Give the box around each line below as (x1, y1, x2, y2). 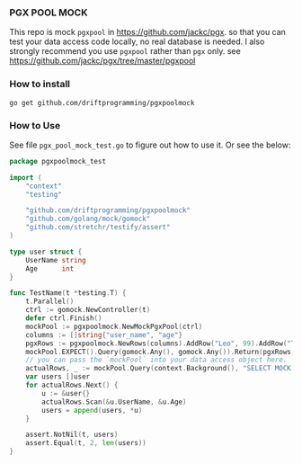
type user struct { (9, 247, 83, 256)
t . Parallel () (25, 297, 75, 307)
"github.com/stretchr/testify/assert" (25, 223, 171, 232)
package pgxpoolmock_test (9, 156, 106, 165)
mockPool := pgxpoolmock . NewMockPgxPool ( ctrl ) (25, 322, 203, 331)
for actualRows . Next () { (25, 380, 119, 390)
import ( (9, 173, 42, 182)
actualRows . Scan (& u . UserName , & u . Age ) (41, 397, 187, 406)
